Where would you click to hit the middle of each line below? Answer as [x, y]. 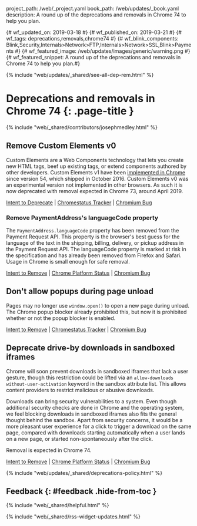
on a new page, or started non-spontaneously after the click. [80, 439]
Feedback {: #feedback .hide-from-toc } [81, 492]
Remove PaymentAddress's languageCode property [82, 218]
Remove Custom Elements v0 [61, 146]
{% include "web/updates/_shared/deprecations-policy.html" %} [84, 473]
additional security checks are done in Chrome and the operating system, [95, 407]
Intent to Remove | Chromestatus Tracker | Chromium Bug [76, 329]
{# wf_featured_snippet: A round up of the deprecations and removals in [94, 57]
